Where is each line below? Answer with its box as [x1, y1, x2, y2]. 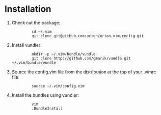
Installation [4, 3, 52, 15]
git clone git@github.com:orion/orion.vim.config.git [31, 33, 144, 38]
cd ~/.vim [31, 29, 52, 34]
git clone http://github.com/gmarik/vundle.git [31, 56, 131, 61]
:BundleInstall [31, 106, 63, 111]
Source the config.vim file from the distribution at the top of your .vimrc [11, 69, 157, 75]
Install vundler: [11, 42, 42, 48]
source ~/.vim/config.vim [31, 84, 85, 88]
